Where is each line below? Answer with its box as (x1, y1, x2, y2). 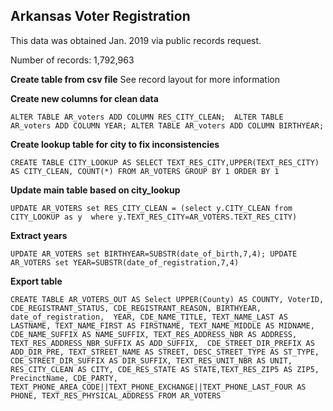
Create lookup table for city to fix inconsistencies (10, 138, 220, 150)
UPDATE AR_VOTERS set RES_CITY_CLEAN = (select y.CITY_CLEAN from (10, 203, 293, 213)
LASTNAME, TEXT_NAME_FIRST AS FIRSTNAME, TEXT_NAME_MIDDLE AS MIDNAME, (10, 320, 315, 331)
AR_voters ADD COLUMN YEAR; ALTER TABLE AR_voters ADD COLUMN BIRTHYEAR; (10, 120, 325, 131)
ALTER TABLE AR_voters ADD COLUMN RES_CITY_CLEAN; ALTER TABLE (10, 112, 284, 122)
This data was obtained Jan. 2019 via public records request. (10, 34, 262, 46)
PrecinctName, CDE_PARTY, (10, 373, 118, 383)
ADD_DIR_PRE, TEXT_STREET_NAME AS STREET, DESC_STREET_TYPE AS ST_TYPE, (10, 347, 320, 357)
